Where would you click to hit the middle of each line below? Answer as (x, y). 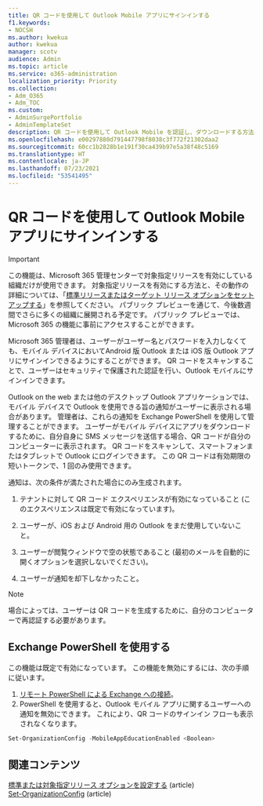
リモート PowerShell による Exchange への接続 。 (98, 694)
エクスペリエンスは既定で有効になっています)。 (103, 509)
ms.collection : (33, 88)
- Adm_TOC (24, 103)
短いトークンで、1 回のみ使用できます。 (72, 465)
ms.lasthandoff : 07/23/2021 (54, 169)
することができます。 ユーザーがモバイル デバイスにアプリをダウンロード (133, 426)
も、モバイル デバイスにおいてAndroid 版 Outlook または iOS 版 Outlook (123, 351)
